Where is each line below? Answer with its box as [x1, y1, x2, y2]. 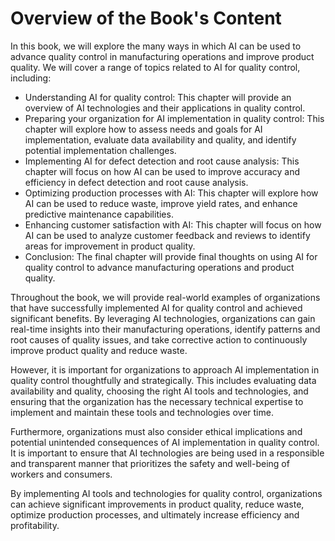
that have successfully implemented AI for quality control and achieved [10, 302, 303, 314]
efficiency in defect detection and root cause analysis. [24, 176, 249, 188]
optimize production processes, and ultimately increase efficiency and [10, 508, 300, 521]
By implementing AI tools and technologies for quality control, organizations [10, 487, 323, 499]
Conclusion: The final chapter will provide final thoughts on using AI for [24, 250, 318, 262]
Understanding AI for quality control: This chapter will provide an [24, 91, 292, 103]
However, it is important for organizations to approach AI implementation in [10, 363, 320, 376]
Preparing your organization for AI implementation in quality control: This [24, 112, 325, 124]
